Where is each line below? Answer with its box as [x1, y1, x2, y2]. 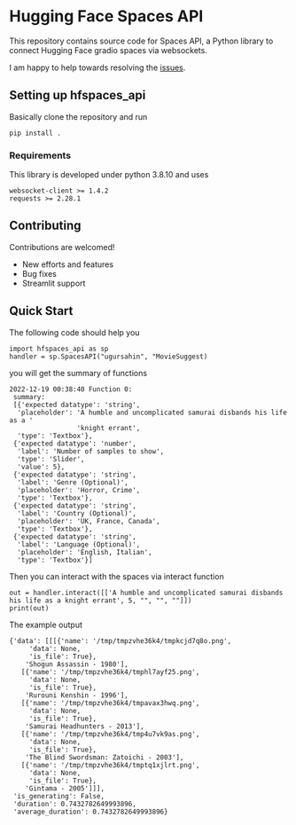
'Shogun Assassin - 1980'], [25, 659, 129, 669]
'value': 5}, [17, 462, 66, 471]
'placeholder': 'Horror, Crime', [17, 485, 141, 494]
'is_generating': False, [12, 791, 105, 800]
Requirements [9, 149, 72, 161]
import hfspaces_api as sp [9, 344, 109, 353]
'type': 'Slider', [17, 454, 86, 463]
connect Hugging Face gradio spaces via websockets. [9, 44, 208, 55]
